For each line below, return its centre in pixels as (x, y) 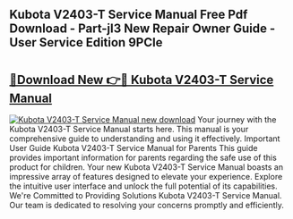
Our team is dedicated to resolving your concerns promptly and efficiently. (147, 205)
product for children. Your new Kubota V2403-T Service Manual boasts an (146, 167)
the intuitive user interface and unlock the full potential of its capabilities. (143, 186)
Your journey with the (237, 119)
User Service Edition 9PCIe (86, 42)
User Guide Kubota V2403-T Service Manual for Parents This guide (134, 148)
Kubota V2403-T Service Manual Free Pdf (129, 15)
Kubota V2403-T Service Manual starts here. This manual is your (129, 129)
